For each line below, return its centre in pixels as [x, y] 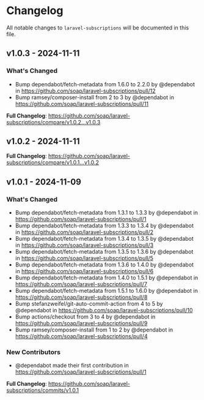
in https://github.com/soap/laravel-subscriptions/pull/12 [85, 91]
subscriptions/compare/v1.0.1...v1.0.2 [53, 162]
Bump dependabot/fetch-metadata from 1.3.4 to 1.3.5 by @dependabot [104, 239]
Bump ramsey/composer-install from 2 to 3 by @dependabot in [95, 97]
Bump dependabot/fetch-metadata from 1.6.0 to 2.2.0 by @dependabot [105, 84]
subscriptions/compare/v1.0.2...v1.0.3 [53, 122]
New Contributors [34, 352]
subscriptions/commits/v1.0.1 [43, 390]
